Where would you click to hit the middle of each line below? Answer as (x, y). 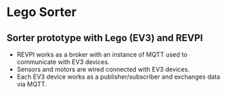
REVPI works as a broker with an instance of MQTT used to (102, 54)
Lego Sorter (42, 12)
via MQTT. (32, 84)
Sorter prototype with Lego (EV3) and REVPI (105, 38)
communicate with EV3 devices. (63, 62)
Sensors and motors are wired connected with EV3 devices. (103, 69)
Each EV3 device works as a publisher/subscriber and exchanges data (118, 77)
